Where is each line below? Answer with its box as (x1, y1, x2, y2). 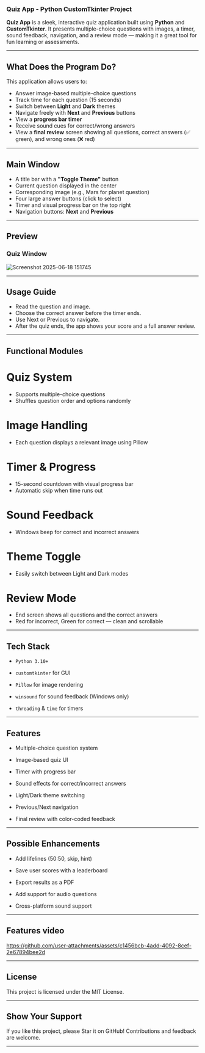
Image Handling (6, 418, 88, 432)
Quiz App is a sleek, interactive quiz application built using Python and (6, 19, 185, 26)
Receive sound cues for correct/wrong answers (15, 122, 135, 129)
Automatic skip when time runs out (15, 487, 103, 494)
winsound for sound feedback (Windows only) (15, 693, 129, 700)
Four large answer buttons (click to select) (15, 195, 122, 202)
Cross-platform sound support (15, 902, 92, 910)
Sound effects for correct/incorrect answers (15, 780, 126, 787)
